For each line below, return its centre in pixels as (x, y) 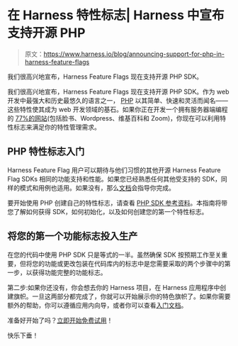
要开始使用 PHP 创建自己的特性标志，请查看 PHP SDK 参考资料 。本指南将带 (118, 203)
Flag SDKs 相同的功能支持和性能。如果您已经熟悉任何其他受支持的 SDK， (114, 179)
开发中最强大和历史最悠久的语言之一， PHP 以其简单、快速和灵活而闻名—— (118, 100)
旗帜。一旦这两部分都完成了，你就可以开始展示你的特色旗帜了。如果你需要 (122, 296)
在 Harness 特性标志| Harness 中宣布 (116, 15)
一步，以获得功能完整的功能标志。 (57, 272)
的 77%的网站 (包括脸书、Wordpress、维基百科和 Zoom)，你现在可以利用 (114, 118)
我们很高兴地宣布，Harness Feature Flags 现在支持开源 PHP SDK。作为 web (118, 91)
